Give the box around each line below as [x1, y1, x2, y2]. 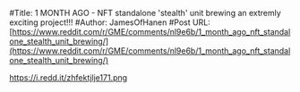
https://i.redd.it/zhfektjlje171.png [9, 72, 128, 83]
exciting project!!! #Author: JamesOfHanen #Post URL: [9, 17, 210, 28]
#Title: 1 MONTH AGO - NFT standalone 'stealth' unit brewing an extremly [9, 8, 282, 18]
